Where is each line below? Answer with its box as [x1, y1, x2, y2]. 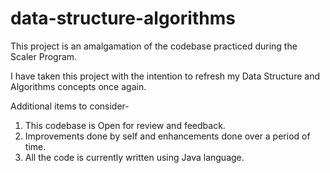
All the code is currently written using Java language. [24, 151, 245, 163]
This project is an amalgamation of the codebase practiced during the [10, 40, 298, 52]
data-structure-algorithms [10, 7, 236, 30]
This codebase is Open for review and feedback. [24, 119, 226, 131]
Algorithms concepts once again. [10, 80, 147, 92]
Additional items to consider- [10, 100, 130, 112]
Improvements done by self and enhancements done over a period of [24, 130, 311, 142]
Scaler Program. [10, 50, 78, 62]
